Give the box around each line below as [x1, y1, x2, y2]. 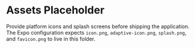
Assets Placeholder [6, 4, 105, 17]
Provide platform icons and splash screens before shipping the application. [6, 23, 190, 30]
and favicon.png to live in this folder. [6, 35, 96, 42]
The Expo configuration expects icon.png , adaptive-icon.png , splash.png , [6, 29, 187, 36]
